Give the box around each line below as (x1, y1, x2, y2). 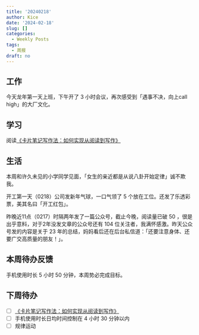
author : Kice (6, 14, 39, 20)
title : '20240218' (6, 8, 52, 15)
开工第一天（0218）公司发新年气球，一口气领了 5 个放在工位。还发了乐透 (6, 193, 185, 200)
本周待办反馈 (6, 254, 53, 265)
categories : (6, 31, 36, 37)
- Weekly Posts (11, 36, 49, 42)
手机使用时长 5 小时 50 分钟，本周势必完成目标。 (6, 271, 126, 278)
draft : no (6, 53, 31, 59)
